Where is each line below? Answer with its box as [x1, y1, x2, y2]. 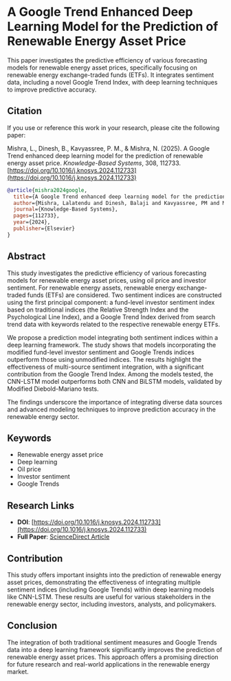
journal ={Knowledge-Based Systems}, [13, 206, 118, 213]
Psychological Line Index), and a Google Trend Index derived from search [7, 312, 216, 321]
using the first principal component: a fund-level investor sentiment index [7, 298, 215, 306]
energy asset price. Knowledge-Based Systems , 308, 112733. [7, 159, 181, 167]
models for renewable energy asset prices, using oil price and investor [7, 276, 207, 284]
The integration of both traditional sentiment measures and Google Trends [7, 638, 218, 647]
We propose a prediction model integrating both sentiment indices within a [7, 333, 219, 341]
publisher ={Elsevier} [13, 225, 76, 232]
